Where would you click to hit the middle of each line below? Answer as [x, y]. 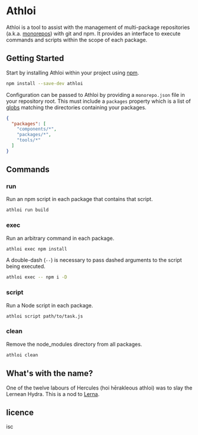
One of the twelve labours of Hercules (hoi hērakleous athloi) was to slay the [99, 388]
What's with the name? [50, 374]
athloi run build [27, 210]
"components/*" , [37, 129]
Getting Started [35, 58]
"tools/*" [29, 140]
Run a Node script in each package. [50, 305]
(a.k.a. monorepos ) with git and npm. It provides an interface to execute [93, 33]
